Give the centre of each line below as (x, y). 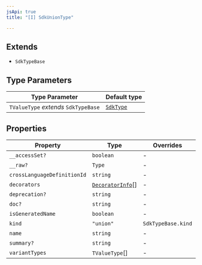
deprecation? (28, 194)
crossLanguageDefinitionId (48, 175)
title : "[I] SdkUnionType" (40, 17)
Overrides (167, 145)
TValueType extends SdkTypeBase (55, 107)
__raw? (19, 165)
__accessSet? (28, 155)
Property (48, 145)
